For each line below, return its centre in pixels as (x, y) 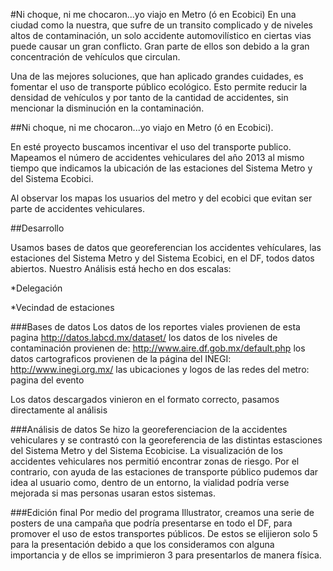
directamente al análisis (59, 410)
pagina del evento (47, 380)
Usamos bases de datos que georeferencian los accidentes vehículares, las (166, 247)
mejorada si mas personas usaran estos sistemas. (113, 493)
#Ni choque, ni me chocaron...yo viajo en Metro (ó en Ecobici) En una (153, 14)
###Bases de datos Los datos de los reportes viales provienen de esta (155, 327)
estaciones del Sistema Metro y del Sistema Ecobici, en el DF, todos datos (162, 258)
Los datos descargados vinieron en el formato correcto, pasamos (145, 399)
